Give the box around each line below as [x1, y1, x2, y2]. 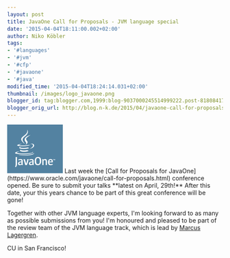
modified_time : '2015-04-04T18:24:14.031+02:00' [7, 83, 149, 90]
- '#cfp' [7, 61, 32, 68]
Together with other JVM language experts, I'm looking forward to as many [7, 209, 219, 217]
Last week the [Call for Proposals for [64, 167, 168, 175]
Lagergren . [7, 231, 38, 239]
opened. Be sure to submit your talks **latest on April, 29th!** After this [7, 182, 211, 189]
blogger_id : [7, 98, 41, 104]
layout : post [7, 11, 44, 18]
